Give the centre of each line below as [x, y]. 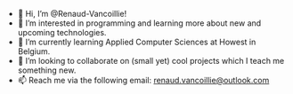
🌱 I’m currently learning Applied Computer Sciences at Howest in [137, 42]
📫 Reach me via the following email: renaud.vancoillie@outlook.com [143, 80]
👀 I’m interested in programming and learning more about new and [139, 23]
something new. [47, 70]
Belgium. [34, 51]
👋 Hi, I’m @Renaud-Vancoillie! [72, 14]
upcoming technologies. [62, 32]
